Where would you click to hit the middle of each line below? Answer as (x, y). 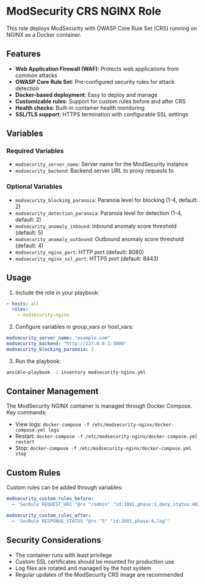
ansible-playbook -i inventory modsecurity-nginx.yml (76, 372)
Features (23, 54)
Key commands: (27, 413)
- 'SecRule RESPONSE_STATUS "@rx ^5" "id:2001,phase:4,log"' (91, 521)
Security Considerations (54, 540)
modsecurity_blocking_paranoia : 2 (50, 349)
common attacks (36, 75)
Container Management (52, 391)
